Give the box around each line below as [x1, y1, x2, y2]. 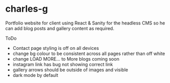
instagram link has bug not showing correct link [12, 61, 113, 67]
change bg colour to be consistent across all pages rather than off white [12, 50, 165, 57]
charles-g [5, 3, 48, 15]
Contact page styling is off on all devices [12, 45, 99, 51]
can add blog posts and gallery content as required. [5, 25, 114, 31]
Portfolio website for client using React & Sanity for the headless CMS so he [5, 20, 165, 26]
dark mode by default [12, 72, 58, 78]
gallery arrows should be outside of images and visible [12, 67, 129, 73]
